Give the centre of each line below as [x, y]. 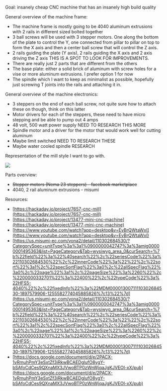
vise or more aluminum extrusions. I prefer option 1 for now [73, 74]
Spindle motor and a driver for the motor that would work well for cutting [86, 130]
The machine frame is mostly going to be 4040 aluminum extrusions [82, 26]
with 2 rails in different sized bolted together [58, 32]
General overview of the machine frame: [46, 17]
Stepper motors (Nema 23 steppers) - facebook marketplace [75, 184]
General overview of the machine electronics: [52, 94]
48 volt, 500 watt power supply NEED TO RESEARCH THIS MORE [79, 125]
